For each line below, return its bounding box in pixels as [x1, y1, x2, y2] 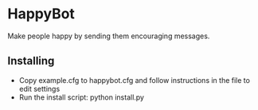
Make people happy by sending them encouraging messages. [7, 31, 210, 41]
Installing [7, 54, 55, 68]
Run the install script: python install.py [18, 92, 145, 102]
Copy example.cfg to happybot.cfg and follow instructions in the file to [18, 75, 250, 84]
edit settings [18, 84, 61, 93]
